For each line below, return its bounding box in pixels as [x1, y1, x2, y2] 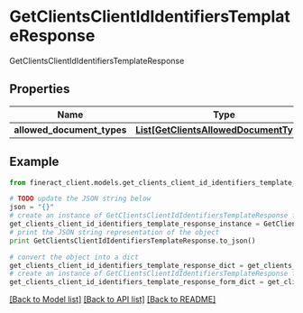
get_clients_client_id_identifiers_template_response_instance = [9, 219, 260, 229]
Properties [9, 81, 70, 97]
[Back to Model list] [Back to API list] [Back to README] [9, 294, 216, 305]
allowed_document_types [14, 124, 127, 136]
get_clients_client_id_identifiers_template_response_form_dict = [9, 278, 264, 287]
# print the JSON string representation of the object [9, 227, 220, 236]
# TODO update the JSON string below [9, 194, 151, 204]
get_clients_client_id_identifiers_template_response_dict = [9, 261, 244, 270]
